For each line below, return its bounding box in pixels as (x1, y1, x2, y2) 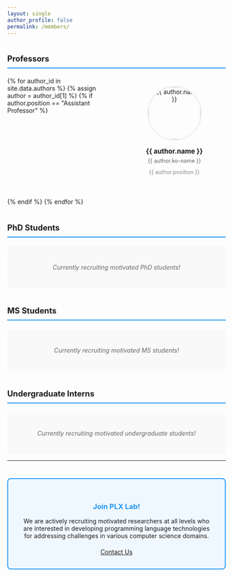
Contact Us (100, 547, 133, 556)
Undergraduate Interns (7, 389, 95, 398)
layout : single (7, 10, 51, 17)
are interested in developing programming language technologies (23, 524, 210, 533)
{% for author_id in (7, 77, 61, 86)
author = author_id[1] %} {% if (7, 92, 94, 100)
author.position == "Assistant (7, 99, 90, 108)
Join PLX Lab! (92, 501, 141, 511)
